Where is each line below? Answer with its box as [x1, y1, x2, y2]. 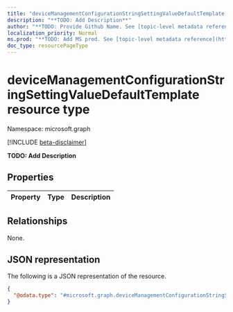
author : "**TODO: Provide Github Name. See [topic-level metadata [7, 23, 203, 30]
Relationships [7, 216, 68, 227]
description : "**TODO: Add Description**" [7, 17, 132, 24]
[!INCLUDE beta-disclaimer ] [7, 138, 87, 146]
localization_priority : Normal [7, 29, 98, 37]
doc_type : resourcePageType [7, 42, 89, 49]
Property [10, 192, 41, 202]
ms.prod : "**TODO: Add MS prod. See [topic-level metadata [7, 36, 182, 43]
